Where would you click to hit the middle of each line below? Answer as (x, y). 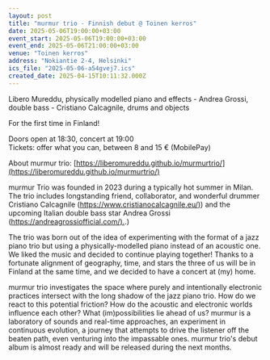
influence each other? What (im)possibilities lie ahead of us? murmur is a (130, 312)
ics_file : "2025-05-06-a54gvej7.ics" (72, 69)
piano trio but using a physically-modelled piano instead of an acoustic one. (135, 245)
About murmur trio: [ (42, 163)
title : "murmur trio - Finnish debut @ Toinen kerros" (103, 23)
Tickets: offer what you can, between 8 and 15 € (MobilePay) (110, 147)
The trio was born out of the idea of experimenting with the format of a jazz (134, 237)
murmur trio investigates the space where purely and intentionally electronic (135, 287)
